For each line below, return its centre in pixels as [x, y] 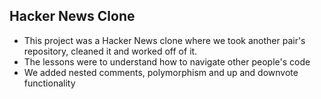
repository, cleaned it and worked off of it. [110, 51]
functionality [49, 83]
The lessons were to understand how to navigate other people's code [167, 61]
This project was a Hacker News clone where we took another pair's [164, 40]
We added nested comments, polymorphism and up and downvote [161, 72]
